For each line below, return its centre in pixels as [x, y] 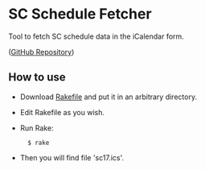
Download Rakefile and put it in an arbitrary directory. [109, 97]
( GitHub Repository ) [41, 52]
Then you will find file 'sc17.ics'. [72, 157]
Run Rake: [37, 128]
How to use [37, 77]
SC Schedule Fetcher [80, 14]
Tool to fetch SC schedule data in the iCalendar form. [96, 36]
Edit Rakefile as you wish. [62, 112]
